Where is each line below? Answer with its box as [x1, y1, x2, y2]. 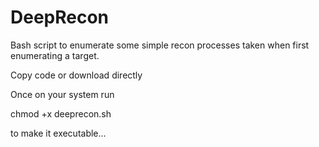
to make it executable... [10, 127, 107, 139]
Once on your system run [10, 88, 115, 100]
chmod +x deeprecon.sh [10, 107, 112, 120]
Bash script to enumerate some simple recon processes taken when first [10, 39, 310, 51]
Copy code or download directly [10, 69, 143, 81]
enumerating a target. [10, 49, 100, 61]
